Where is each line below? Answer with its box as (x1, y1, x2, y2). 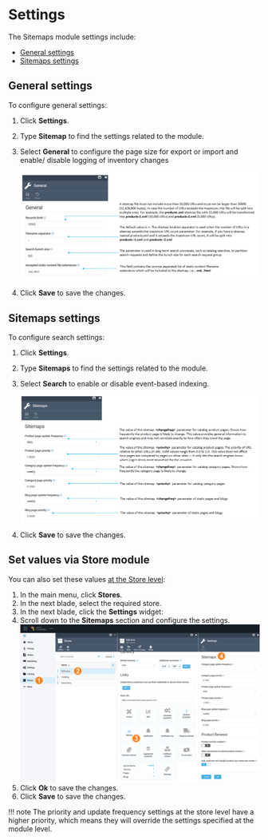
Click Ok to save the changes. (19, 783, 119, 792)
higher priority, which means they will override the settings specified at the (8, 815, 254, 825)
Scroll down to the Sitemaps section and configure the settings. (19, 615, 231, 624)
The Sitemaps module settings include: (8, 32, 136, 42)
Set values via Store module (8, 553, 150, 567)
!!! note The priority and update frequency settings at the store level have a (8, 806, 254, 816)
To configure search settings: (8, 333, 105, 343)
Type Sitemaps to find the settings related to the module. (19, 363, 209, 373)
